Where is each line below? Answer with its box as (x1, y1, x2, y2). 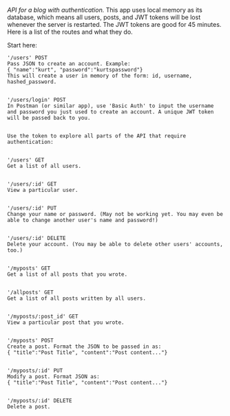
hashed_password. (7, 78, 57, 85)
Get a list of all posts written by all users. (7, 295, 147, 302)
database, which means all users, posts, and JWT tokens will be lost (7, 13, 201, 21)
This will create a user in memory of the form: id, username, (7, 72, 193, 79)
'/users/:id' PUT (7, 205, 57, 212)
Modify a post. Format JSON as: (7, 373, 100, 380)
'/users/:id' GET (7, 181, 57, 188)
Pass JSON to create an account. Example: (7, 61, 131, 67)
